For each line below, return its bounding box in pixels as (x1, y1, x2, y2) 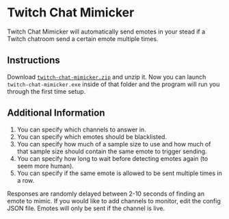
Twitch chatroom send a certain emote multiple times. (7, 34, 159, 42)
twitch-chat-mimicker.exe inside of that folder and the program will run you (7, 80, 220, 88)
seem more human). (16, 162, 74, 170)
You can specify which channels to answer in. (16, 125, 147, 133)
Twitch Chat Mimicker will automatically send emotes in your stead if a (7, 27, 206, 36)
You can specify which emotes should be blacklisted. (16, 132, 167, 141)
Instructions (7, 55, 60, 66)
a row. (16, 176, 35, 184)
